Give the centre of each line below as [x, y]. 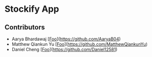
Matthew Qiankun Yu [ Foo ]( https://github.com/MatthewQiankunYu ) [80, 44]
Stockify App [32, 9]
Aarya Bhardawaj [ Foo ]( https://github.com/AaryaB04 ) [66, 39]
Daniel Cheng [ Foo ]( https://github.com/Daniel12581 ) [64, 49]
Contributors [25, 27]
